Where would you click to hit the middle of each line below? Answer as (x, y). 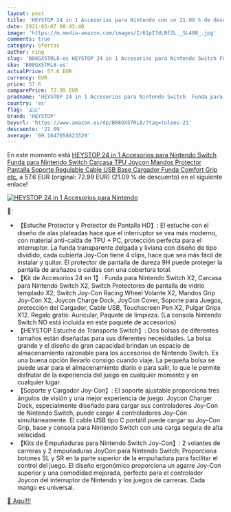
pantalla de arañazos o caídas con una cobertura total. (94, 270)
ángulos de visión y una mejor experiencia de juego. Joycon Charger (114, 398)
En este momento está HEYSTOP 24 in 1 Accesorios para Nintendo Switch (112, 155)
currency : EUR (27, 78)
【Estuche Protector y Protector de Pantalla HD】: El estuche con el (113, 226)
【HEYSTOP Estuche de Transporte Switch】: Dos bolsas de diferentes (118, 331)
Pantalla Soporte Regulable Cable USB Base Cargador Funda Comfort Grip (112, 170)
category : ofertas (33, 46)
